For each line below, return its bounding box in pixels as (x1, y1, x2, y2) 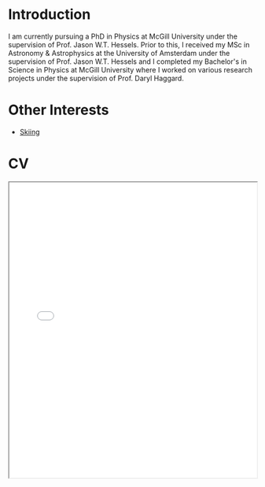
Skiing (19, 127, 41, 136)
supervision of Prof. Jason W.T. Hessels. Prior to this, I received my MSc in (8, 39, 250, 49)
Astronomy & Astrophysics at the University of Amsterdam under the (8, 48, 230, 58)
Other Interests (8, 101, 109, 119)
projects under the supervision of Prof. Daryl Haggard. (8, 73, 185, 83)
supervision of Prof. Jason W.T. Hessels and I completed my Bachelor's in (8, 57, 248, 66)
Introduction (8, 6, 91, 24)
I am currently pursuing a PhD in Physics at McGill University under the (8, 32, 238, 41)
